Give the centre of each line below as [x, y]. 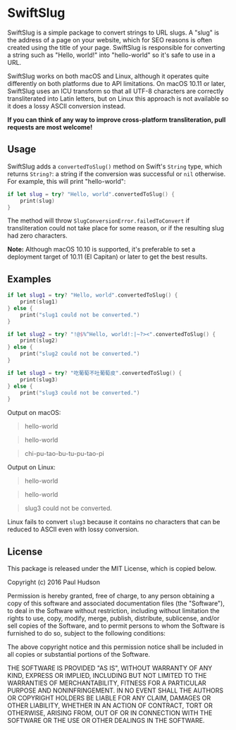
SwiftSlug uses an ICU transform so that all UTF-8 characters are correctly [116, 91]
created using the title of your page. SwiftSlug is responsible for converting [116, 47]
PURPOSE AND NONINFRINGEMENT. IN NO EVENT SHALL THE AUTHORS [116, 691]
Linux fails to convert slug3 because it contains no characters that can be [114, 522]
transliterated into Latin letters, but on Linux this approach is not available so [118, 98]
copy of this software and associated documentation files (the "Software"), [116, 603]
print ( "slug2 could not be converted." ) [80, 354]
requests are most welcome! [50, 127]
